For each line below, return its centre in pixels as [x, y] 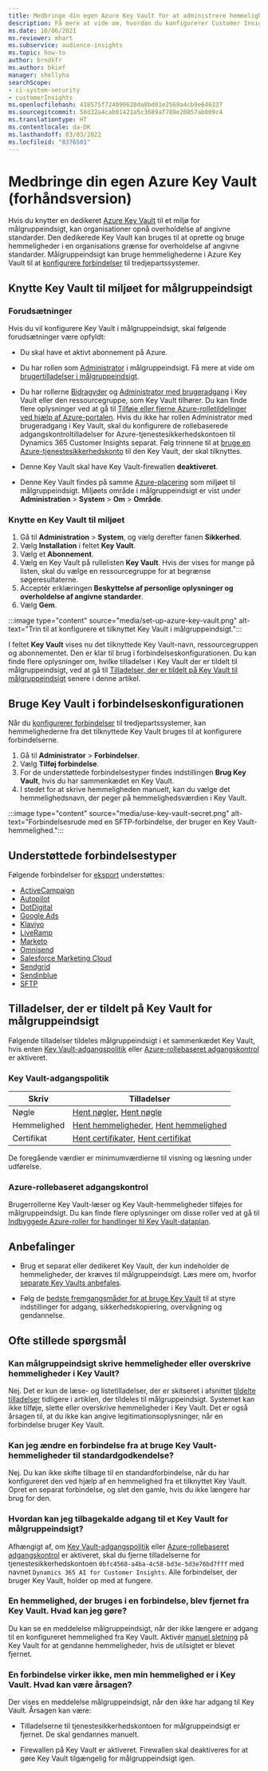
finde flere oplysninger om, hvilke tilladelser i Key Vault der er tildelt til [123, 662]
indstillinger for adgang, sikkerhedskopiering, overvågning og [121, 1307]
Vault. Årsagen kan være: [50, 1710]
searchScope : [30, 82]
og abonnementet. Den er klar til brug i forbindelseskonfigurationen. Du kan [132, 653]
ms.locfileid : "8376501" [49, 142]
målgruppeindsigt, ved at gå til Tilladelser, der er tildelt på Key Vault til [123, 670]
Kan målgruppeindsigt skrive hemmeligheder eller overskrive [130, 1363]
